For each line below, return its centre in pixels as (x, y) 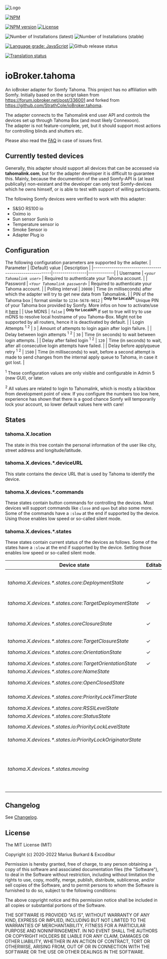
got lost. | (15, 362)
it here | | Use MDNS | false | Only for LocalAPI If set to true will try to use (78, 311)
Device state (75, 565)
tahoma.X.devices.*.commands (44, 492)
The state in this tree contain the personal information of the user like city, (81, 445)
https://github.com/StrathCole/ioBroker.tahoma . (54, 105)
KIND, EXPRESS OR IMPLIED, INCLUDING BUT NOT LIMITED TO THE (76, 920)
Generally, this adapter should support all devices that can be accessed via (82, 168)
